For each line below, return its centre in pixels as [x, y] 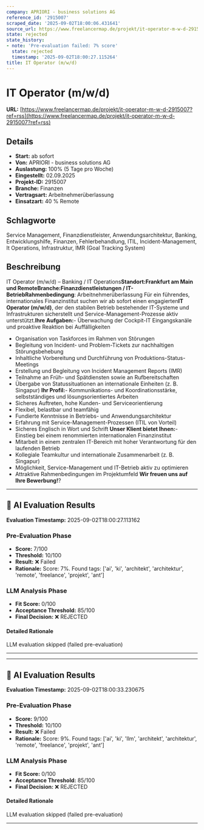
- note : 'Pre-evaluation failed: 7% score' [62, 46]
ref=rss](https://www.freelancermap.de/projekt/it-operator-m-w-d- [90, 116]
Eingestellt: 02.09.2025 [45, 175]
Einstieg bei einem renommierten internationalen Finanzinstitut [93, 435]
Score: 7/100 [31, 549]
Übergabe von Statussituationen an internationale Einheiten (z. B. [97, 384]
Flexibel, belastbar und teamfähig [57, 409]
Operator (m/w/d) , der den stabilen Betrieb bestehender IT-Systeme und [98, 307]
